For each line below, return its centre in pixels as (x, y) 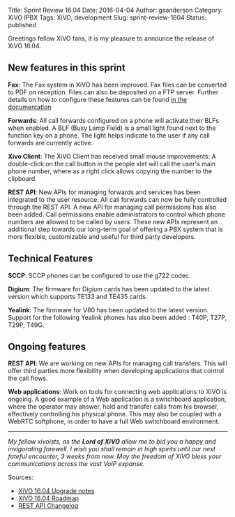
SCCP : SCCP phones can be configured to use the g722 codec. (99, 275)
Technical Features (51, 259)
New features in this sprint (67, 68)
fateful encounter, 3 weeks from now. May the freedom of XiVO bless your (115, 456)
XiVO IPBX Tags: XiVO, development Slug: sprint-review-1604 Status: (107, 17)
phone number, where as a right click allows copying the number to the (110, 171)
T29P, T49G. (26, 325)
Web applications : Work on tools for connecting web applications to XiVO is (117, 392)
